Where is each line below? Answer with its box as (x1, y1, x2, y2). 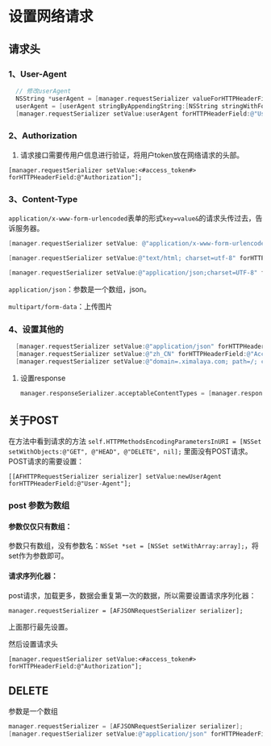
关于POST (8, 413, 59, 427)
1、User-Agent (8, 68, 67, 79)
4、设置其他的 (8, 324, 65, 335)
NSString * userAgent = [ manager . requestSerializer (15, 94, 190, 103)
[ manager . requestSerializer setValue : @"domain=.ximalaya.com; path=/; (15, 357, 258, 366)
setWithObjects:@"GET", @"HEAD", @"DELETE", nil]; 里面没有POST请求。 (8, 446, 252, 456)
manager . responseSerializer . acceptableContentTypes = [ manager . (19, 389, 241, 397)
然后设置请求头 (8, 639, 58, 648)
